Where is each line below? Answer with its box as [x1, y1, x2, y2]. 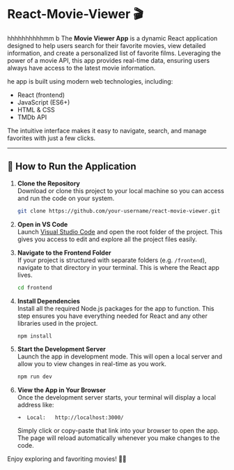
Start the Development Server [17, 345, 107, 354]
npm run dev [17, 373, 52, 381]
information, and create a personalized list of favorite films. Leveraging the [7, 49, 221, 57]
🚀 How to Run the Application [7, 160, 137, 172]
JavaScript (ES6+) [17, 98, 70, 106]
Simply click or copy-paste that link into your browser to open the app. [17, 427, 220, 435]
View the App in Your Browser [17, 386, 107, 395]
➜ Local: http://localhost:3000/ [17, 414, 124, 421]
